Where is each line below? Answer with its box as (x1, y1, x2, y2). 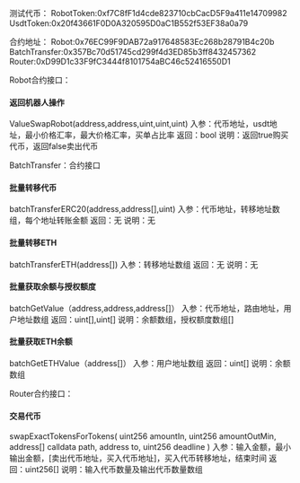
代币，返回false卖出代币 (9, 141, 99, 152)
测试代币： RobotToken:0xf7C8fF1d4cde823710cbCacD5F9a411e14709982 (9, 8, 287, 18)
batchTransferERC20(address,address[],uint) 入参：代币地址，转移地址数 (9, 204, 280, 215)
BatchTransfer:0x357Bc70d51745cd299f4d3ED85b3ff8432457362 (9, 47, 257, 57)
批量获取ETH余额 (9, 336, 74, 347)
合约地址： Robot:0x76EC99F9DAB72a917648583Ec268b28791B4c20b (9, 37, 275, 47)
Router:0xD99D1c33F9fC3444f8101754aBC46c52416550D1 (9, 57, 231, 66)
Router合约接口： (9, 389, 74, 400)
